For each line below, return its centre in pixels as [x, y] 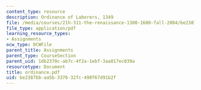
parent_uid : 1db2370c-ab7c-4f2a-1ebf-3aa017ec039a [71, 61]
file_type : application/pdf [41, 28]
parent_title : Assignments [40, 50]
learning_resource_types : [38, 34]
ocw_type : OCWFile [29, 45]
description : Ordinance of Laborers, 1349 [60, 17]
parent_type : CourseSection [41, 56]
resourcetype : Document [36, 67]
